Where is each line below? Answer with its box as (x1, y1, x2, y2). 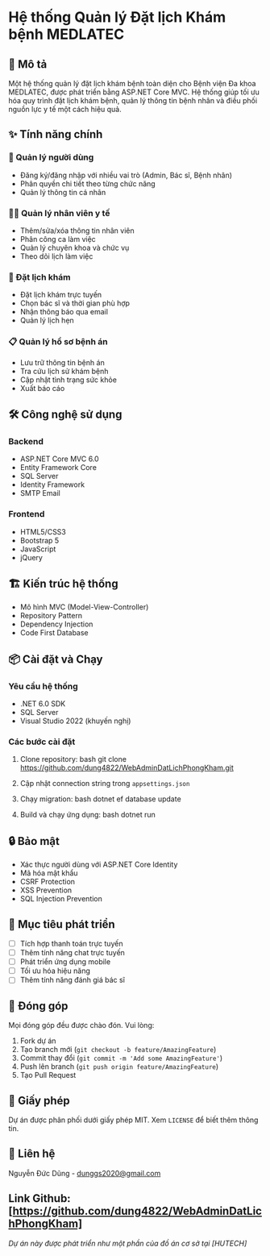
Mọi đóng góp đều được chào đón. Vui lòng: (8, 1021, 155, 1030)
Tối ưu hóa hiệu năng (19, 966, 90, 975)
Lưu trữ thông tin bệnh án (19, 357, 105, 367)
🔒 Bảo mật (8, 834, 60, 848)
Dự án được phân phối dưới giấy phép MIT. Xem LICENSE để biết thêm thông (8, 1115, 259, 1125)
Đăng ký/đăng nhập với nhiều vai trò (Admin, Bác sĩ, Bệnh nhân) (19, 170, 232, 180)
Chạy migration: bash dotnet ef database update (19, 794, 181, 804)
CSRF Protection (19, 877, 75, 887)
